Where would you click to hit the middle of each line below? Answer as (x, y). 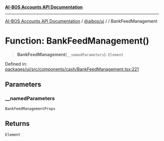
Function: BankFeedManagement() (77, 41)
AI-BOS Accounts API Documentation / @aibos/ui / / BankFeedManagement (81, 21)
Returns (18, 124)
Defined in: (16, 64)
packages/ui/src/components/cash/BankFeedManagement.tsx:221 (72, 69)
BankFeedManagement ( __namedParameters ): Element (70, 54)
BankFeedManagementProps (30, 109)
